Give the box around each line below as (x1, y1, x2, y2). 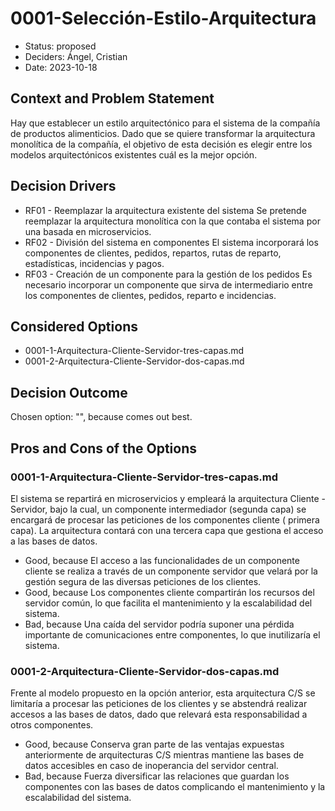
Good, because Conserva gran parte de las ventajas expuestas (24, 738, 285, 751)
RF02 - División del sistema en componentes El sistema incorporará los (24, 236, 319, 248)
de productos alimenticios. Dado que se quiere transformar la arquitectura (10, 127, 316, 139)
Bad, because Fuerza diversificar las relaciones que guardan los (24, 770, 290, 782)
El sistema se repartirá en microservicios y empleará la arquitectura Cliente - (10, 492, 326, 504)
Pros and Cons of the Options (10, 440, 197, 457)
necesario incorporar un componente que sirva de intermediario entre (24, 278, 313, 291)
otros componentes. (10, 719, 94, 731)
